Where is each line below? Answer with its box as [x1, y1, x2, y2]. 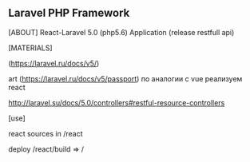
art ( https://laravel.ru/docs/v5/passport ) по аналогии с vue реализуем [8, 73, 243, 83]
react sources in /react [8, 128, 83, 138]
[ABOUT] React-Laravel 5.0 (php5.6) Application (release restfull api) [8, 27, 235, 37]
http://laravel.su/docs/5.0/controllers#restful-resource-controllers [8, 97, 225, 107]
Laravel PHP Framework [8, 6, 130, 20]
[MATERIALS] [8, 43, 54, 53]
